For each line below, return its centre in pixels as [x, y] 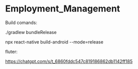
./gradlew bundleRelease [31, 32]
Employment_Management [63, 9]
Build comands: [21, 22]
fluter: [11, 51]
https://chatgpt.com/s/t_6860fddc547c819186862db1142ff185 [69, 61]
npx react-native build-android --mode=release [54, 42]
